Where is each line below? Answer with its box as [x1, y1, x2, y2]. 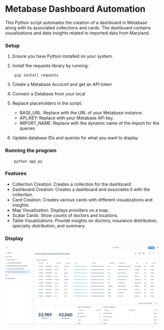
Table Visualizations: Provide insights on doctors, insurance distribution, [12, 218, 158, 223]
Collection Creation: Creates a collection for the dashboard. [12, 181, 133, 187]
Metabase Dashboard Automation [5, 3, 146, 15]
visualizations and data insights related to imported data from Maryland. [5, 30, 150, 36]
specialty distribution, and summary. [12, 222, 86, 228]
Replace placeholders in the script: [12, 100, 82, 106]
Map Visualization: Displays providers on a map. [12, 207, 109, 213]
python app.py [14, 159, 43, 164]
